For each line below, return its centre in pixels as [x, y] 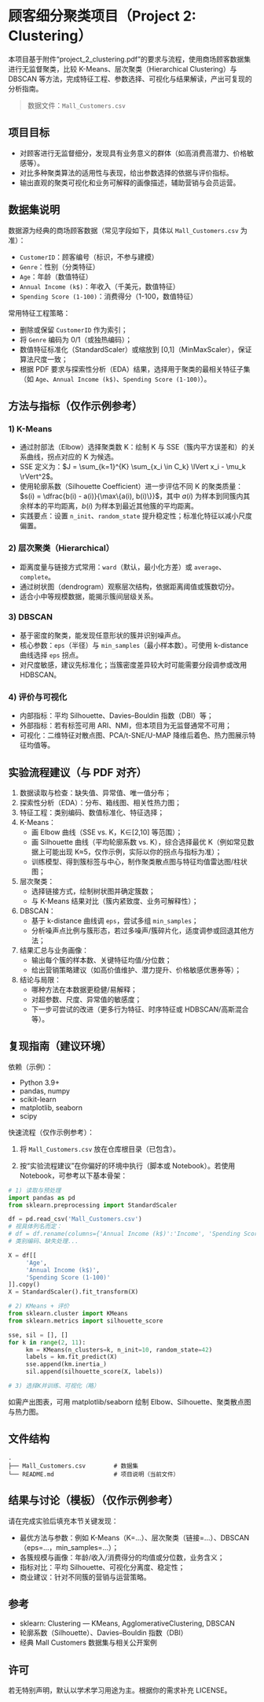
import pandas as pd [42, 1197]
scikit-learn [38, 1099]
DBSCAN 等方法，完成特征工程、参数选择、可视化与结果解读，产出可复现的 [130, 79]
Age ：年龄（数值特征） [56, 276]
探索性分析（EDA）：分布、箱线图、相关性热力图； [101, 802]
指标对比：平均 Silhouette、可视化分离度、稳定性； [102, 1567]
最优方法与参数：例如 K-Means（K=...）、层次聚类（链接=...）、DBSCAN [134, 1537]
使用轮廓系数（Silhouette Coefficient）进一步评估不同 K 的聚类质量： [131, 487]
